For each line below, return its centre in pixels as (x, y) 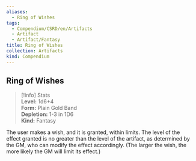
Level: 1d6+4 (37, 102)
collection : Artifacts (35, 51)
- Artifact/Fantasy (36, 40)
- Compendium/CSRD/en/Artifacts (52, 29)
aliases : (17, 12)
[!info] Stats (35, 95)
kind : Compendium (28, 56)
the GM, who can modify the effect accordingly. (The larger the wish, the (96, 145)
